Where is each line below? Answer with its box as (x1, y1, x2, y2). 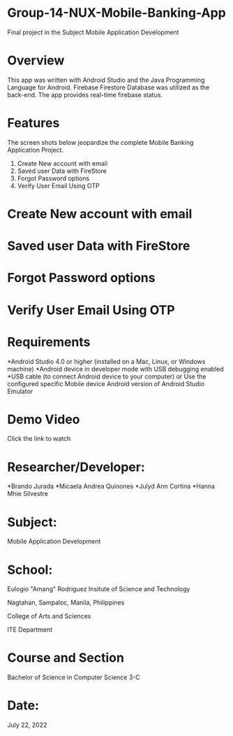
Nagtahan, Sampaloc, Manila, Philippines (7, 598, 125, 607)
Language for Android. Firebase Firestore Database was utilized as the (7, 83, 210, 92)
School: (7, 562, 53, 578)
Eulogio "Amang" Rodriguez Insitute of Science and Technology (7, 585, 190, 593)
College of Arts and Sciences (7, 612, 91, 621)
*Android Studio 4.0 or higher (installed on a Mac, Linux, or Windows (7, 357, 206, 365)
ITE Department (7, 625, 53, 634)
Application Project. (7, 146, 64, 154)
